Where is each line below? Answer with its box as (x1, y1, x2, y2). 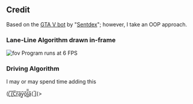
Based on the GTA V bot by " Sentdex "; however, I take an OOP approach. (6, 20, 188, 28)
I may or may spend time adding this (6, 78, 96, 85)
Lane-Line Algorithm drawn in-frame (6, 35, 116, 44)
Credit (6, 5, 30, 15)
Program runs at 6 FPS (21, 49, 78, 57)
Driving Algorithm (6, 64, 60, 73)
